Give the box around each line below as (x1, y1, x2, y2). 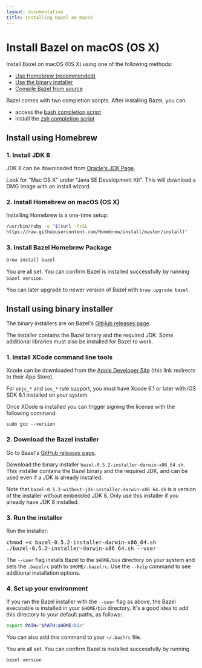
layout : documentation (6, 8, 64, 15)
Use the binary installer (15, 79, 73, 86)
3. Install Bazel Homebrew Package (6, 243, 112, 252)
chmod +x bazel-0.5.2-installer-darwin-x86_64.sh (6, 539, 157, 546)
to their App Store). (6, 373, 54, 380)
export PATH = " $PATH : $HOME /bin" (6, 623, 85, 629)
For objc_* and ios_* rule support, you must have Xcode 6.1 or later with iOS (6, 385, 197, 392)
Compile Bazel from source (15, 85, 83, 93)
